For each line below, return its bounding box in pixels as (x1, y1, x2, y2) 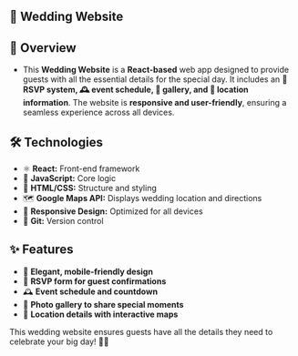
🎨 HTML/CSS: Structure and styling (22, 183, 158, 194)
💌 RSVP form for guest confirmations (22, 275, 167, 287)
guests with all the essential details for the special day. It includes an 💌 (22, 74, 288, 85)
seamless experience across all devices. (22, 107, 175, 118)
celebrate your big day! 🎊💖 (9, 336, 109, 347)
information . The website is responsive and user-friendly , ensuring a (22, 97, 287, 108)
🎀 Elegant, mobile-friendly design (22, 266, 153, 277)
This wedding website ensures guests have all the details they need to (9, 326, 273, 337)
